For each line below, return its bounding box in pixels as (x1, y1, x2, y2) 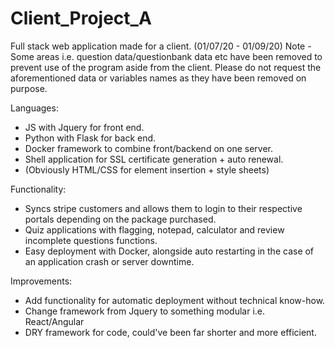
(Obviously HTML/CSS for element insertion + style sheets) (24, 163, 270, 176)
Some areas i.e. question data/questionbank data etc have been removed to (10, 50, 323, 62)
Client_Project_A (10, 7, 152, 30)
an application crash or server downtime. (24, 255, 195, 267)
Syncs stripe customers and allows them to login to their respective (24, 202, 303, 214)
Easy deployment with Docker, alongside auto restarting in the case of (24, 245, 315, 257)
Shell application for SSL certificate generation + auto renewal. (24, 153, 284, 165)
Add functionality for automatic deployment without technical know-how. (24, 294, 326, 306)
